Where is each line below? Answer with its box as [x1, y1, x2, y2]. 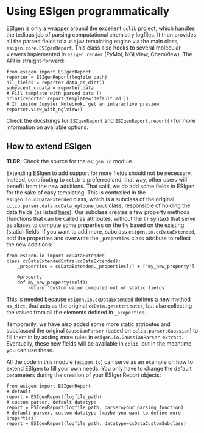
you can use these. [6, 346, 54, 353]
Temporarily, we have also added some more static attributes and [6, 320, 171, 328]
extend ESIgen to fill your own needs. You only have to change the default [6, 365, 192, 372]
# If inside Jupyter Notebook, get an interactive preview [6, 101, 160, 107]
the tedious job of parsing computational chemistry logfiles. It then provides [6, 31, 197, 38]
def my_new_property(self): [17, 279, 88, 286]
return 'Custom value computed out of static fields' [28, 284, 167, 291]
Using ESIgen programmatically [6, 4, 170, 18]
